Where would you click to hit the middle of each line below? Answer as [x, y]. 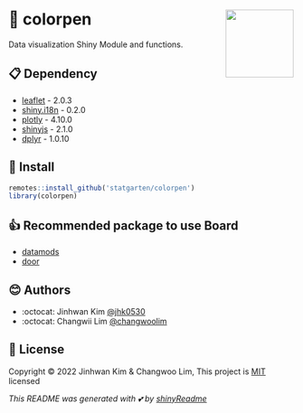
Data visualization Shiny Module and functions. [96, 44]
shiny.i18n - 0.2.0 [54, 109]
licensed [24, 380]
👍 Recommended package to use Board [123, 225]
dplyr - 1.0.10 [45, 138]
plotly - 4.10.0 [47, 119]
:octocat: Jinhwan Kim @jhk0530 [83, 311]
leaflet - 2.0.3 [47, 100]
